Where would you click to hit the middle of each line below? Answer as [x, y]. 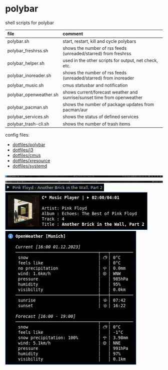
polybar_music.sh [25, 85]
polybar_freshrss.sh [28, 51]
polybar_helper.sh [26, 63]
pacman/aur [75, 110]
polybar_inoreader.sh [29, 75]
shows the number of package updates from [108, 105]
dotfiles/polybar [29, 145]
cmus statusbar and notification [95, 85]
